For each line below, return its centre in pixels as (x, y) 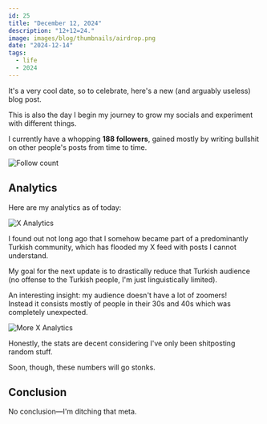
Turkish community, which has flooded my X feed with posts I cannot (122, 247)
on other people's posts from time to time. (78, 147)
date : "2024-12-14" (41, 46)
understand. (28, 255)
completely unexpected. (48, 312)
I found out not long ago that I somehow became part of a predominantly (128, 238)
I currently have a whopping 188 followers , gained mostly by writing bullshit (133, 139)
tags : (17, 53)
